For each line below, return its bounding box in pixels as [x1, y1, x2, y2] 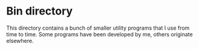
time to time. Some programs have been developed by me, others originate [6, 30, 193, 38]
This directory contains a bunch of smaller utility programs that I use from [6, 24, 190, 31]
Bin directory [6, 4, 73, 18]
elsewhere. [6, 37, 34, 44]
